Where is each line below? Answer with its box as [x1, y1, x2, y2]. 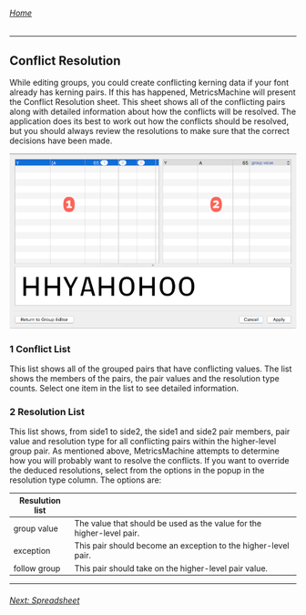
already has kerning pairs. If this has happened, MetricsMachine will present [9, 87, 296, 98]
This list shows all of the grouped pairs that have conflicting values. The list [9, 363, 292, 374]
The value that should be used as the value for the [74, 518, 262, 529]
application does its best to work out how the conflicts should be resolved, [9, 116, 290, 127]
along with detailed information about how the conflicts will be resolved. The [9, 106, 297, 118]
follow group [13, 562, 61, 574]
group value [13, 523, 59, 534]
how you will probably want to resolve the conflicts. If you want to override [9, 455, 290, 466]
